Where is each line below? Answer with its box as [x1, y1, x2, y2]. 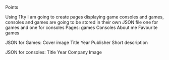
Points [5, 4, 19, 10]
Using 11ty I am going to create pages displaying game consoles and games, [5, 14, 164, 19]
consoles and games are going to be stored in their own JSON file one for [5, 19, 158, 25]
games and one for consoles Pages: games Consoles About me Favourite [5, 24, 158, 30]
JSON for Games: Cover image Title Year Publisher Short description [5, 39, 148, 45]
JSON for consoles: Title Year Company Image [5, 49, 102, 55]
